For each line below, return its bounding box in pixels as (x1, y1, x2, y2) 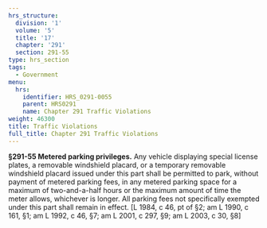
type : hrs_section (8, 56, 69, 64)
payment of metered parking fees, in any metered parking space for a (8, 176, 238, 187)
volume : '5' (15, 26, 56, 34)
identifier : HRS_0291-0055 (22, 93, 112, 101)
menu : (8, 78, 26, 86)
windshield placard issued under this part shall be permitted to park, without (8, 168, 259, 178)
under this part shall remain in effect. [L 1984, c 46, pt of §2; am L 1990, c (8, 202, 249, 211)
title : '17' (15, 33, 56, 42)
